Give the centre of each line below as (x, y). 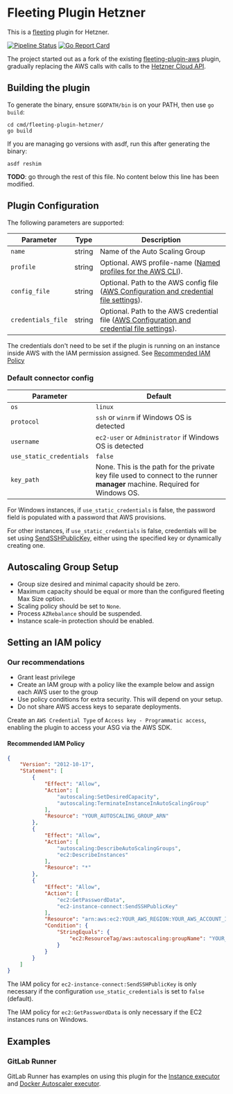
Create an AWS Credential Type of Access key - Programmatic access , (107, 720)
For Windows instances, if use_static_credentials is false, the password (111, 510)
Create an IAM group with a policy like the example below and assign (116, 685)
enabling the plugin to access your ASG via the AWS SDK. (89, 728)
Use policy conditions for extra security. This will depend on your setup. (120, 700)
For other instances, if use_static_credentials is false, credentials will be (112, 530)
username (25, 441)
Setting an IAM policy (54, 643)
